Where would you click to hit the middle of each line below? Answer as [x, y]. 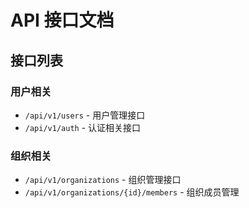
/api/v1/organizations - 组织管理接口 [103, 180]
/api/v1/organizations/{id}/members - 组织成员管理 [132, 192]
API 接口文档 [62, 20]
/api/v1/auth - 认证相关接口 [83, 127]
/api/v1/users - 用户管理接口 [85, 115]
